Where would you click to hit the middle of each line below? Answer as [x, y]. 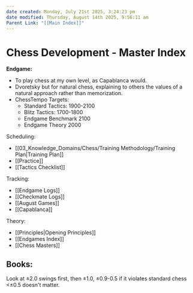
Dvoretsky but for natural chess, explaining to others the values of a [99, 87]
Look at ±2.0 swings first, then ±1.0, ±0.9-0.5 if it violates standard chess [96, 279]
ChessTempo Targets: [42, 100]
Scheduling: [21, 137]
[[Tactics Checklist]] [40, 167]
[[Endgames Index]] [39, 239]
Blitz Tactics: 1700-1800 [53, 112]
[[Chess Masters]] [37, 245]
